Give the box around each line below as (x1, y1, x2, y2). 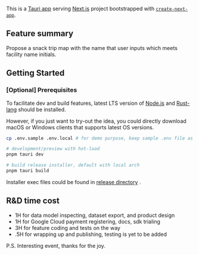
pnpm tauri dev (6, 151, 44, 157)
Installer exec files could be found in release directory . (6, 178, 141, 185)
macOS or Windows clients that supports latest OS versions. (6, 123, 154, 130)
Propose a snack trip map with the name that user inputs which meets (6, 44, 178, 51)
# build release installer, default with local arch (6, 162, 140, 169)
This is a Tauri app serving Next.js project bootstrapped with (6, 5, 155, 12)
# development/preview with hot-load (6, 146, 100, 152)
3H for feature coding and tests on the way (14, 224, 121, 231)
